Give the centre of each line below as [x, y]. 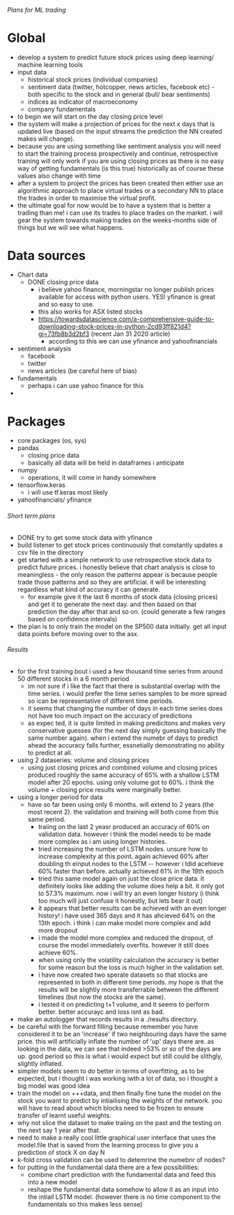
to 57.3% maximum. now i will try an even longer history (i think [128, 893]
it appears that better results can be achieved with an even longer [132, 908]
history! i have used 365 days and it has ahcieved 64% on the [127, 915]
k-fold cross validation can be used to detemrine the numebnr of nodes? [121, 1159]
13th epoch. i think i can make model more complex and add [124, 922]
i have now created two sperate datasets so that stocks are [123, 975]
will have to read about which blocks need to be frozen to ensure [110, 1108]
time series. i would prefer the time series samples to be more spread [127, 693]
